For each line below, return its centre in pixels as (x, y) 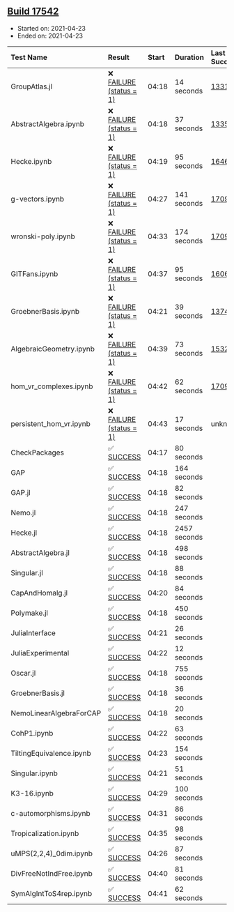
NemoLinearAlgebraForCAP (56, 713)
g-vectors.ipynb (38, 199)
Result (119, 57)
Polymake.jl (30, 613)
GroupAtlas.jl (32, 86)
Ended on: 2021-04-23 (50, 36)
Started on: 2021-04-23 (51, 28)
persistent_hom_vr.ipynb (50, 423)
